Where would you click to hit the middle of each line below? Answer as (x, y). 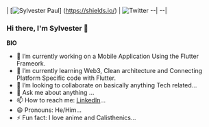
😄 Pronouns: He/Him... (49, 110)
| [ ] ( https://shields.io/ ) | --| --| (87, 11)
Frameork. (31, 63)
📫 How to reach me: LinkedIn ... (61, 100)
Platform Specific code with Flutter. (66, 78)
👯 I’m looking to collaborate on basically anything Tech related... (107, 85)
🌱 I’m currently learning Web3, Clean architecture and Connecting (109, 71)
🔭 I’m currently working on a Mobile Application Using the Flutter (108, 56)
